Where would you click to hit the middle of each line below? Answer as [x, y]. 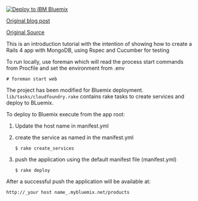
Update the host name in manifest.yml [62, 126]
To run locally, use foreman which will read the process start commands [95, 62]
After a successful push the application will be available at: [78, 181]
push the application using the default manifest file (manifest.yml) [96, 159]
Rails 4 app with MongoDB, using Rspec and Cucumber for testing [88, 50]
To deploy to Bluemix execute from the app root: [66, 114]
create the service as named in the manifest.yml [74, 137]
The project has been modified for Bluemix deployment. [75, 90]
